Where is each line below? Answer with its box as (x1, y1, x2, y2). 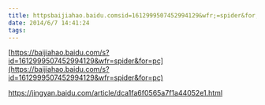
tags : (8, 26, 26, 34)
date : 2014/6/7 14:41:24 (8, 19, 90, 27)
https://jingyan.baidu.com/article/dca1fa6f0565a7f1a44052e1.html (8, 88, 223, 98)
